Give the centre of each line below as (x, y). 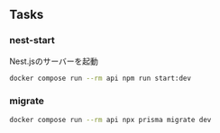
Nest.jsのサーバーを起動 (54, 61)
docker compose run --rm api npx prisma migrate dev (110, 120)
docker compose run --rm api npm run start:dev (101, 78)
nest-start (32, 40)
